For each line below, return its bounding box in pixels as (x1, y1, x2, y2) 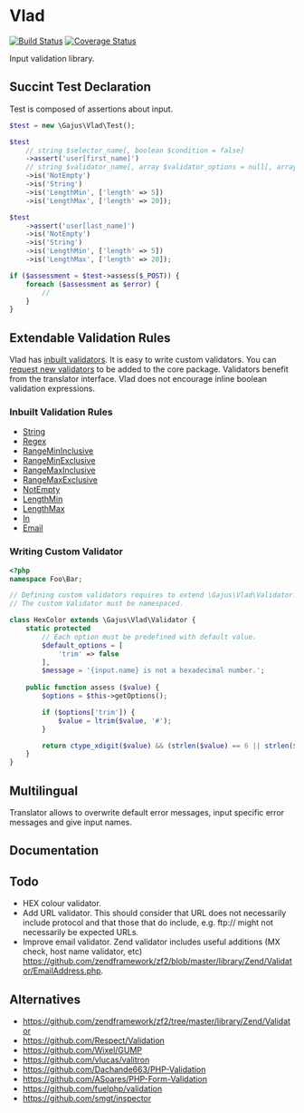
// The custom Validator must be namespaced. (9, 600, 184, 609)
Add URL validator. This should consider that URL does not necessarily (22, 908, 287, 919)
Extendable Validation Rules (9, 330, 171, 346)
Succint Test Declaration (9, 79, 151, 95)
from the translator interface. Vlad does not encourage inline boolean (9, 374, 268, 385)
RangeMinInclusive (22, 445, 94, 456)
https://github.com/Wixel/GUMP (22, 1044, 143, 1055)
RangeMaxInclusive (22, 464, 97, 476)
